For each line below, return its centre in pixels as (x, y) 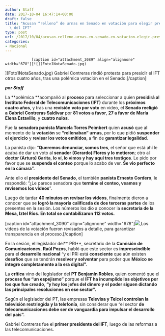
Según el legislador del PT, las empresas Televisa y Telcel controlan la (77, 299)
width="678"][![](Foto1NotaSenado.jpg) (46, 64)
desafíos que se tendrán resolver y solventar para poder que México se (79, 259)
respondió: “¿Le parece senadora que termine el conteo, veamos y (73, 183)
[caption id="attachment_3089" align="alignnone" (83, 59)
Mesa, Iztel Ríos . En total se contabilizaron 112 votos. (60, 213)
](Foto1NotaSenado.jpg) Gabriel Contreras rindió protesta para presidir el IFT (82, 73)
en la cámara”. (20, 168)
